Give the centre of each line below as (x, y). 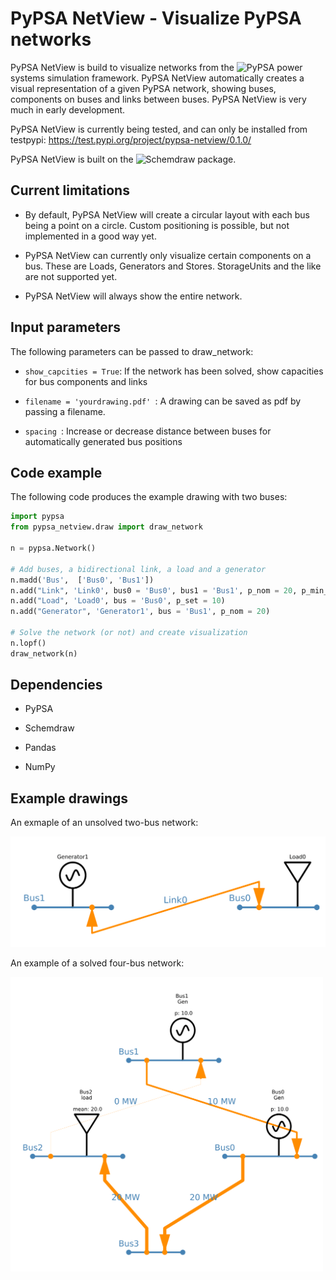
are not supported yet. (71, 276)
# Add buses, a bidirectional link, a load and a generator (138, 569)
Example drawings (69, 798)
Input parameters (66, 327)
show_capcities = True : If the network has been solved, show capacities (174, 371)
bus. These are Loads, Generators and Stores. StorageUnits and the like (173, 266)
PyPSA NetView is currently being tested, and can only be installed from (159, 129)
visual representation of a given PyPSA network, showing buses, (143, 88)
